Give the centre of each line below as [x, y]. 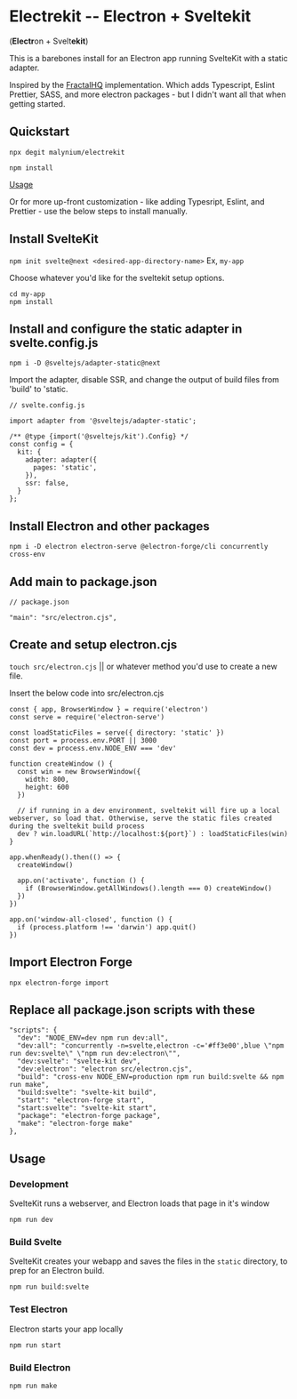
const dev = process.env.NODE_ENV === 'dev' [93, 748]
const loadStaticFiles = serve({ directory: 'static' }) [117, 732]
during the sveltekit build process [77, 826]
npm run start [36, 1345]
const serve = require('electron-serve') [87, 717]
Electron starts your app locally [66, 1329]
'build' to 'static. [39, 390]
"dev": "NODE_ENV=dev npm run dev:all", [93, 1038]
